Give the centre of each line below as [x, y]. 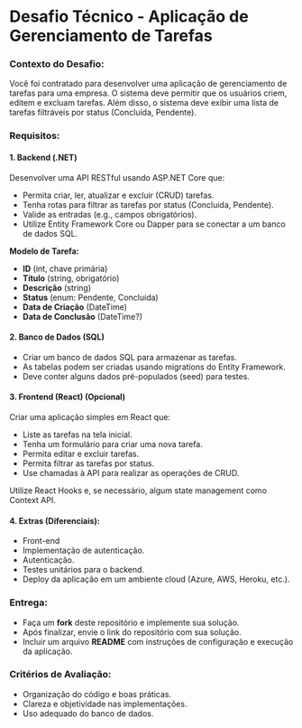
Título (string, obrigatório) [71, 278]
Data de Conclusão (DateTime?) [82, 316]
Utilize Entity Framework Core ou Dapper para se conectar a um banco [154, 224]
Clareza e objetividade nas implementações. [105, 704]
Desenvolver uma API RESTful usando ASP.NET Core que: [117, 177]
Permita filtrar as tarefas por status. [88, 463]
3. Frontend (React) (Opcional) [68, 397]
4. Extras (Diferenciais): [55, 520]
